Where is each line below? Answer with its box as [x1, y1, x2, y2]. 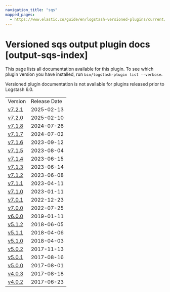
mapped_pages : [5, 12, 35, 17]
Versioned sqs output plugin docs [5, 38, 150, 50]
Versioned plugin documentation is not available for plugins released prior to [5, 81, 164, 87]
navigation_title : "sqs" [5, 7, 58, 13]
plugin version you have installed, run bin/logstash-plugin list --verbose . [5, 71, 163, 77]
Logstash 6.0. [5, 86, 34, 92]
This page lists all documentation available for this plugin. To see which [5, 66, 154, 72]
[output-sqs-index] [5, 49, 88, 61]
